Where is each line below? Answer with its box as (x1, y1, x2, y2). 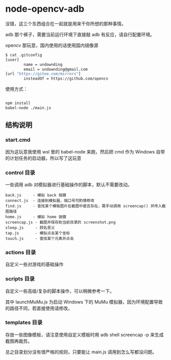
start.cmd (5, 136, 31, 143)
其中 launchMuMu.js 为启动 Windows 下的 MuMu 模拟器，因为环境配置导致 (5, 299, 163, 305)
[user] (5, 57, 19, 62)
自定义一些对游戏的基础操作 (5, 261, 64, 268)
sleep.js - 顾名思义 (5, 225, 55, 230)
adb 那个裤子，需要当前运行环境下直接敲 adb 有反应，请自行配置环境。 (5, 31, 155, 37)
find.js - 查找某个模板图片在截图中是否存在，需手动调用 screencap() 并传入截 (5, 203, 166, 209)
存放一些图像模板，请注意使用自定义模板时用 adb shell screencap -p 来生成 (5, 331, 164, 338)
